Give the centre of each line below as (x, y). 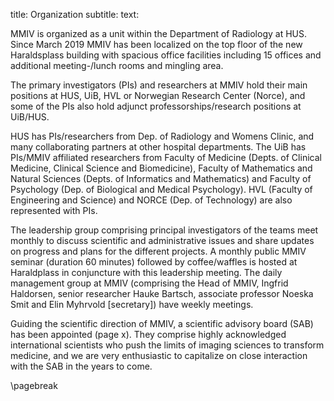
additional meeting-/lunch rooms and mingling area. (117, 65)
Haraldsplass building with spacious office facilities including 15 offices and (166, 55)
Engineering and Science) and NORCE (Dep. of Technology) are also (151, 200)
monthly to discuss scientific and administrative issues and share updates (162, 240)
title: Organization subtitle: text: (75, 14)
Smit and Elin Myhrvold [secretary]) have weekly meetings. (132, 304)
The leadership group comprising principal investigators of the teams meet (164, 230)
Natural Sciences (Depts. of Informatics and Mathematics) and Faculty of (161, 178)
